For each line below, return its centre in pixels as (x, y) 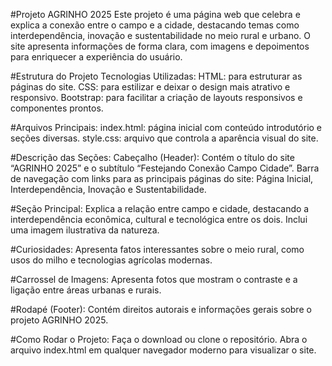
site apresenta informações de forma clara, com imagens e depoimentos (160, 46)
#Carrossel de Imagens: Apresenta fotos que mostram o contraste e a (154, 279)
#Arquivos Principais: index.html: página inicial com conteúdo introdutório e (166, 127)
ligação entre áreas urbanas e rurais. (86, 290)
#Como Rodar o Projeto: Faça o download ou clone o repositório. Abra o (159, 339)
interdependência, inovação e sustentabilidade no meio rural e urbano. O (160, 35)
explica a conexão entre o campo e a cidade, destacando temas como (155, 25)
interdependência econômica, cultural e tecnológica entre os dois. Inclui (159, 219)
